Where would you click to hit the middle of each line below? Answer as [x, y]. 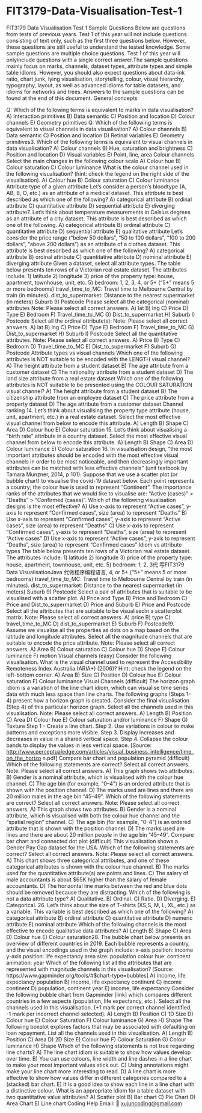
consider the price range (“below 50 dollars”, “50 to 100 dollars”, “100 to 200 [101, 237]
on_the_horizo [24, 758]
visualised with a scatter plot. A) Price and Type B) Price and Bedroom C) [97, 598]
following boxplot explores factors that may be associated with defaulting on [101, 1026]
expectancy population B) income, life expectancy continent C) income [94, 982]
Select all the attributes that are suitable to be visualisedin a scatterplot [94, 611]
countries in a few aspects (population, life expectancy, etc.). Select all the [98, 1001]
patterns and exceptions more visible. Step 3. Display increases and [90, 732]
